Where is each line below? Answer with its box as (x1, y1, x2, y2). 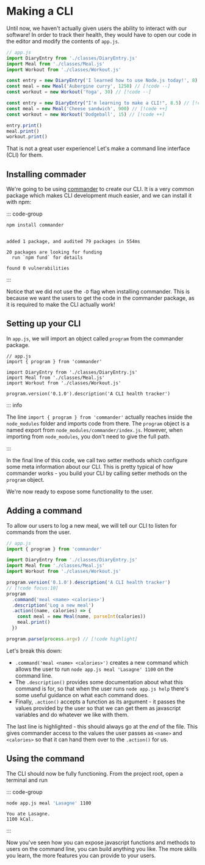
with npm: (6, 198, 32, 206)
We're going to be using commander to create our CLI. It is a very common (6, 185, 194, 193)
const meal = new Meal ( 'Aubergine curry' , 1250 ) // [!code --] (6, 83, 171, 89)
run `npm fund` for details (12, 255, 84, 261)
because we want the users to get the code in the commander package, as (6, 294, 195, 301)
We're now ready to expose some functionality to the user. (6, 488, 154, 495)
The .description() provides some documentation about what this (15, 678, 183, 686)
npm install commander (6, 222, 64, 228)
